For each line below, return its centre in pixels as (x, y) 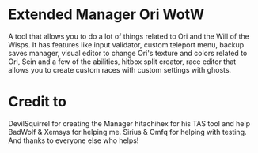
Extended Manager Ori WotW (106, 15)
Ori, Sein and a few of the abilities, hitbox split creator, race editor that (122, 62)
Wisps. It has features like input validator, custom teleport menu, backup (126, 44)
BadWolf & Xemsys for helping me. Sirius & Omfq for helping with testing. (127, 132)
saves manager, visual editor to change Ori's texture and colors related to (128, 53)
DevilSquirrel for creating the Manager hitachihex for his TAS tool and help (129, 123)
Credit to (38, 102)
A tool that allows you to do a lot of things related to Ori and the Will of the (129, 36)
